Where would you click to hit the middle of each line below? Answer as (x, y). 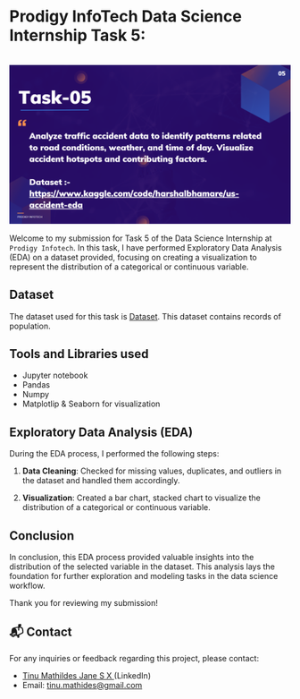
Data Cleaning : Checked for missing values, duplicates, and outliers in (152, 471)
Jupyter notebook (55, 375)
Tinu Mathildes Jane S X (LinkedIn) (87, 675)
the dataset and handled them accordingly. (101, 481)
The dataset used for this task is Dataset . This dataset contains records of (145, 316)
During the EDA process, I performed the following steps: (114, 454)
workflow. (27, 585)
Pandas (36, 385)
